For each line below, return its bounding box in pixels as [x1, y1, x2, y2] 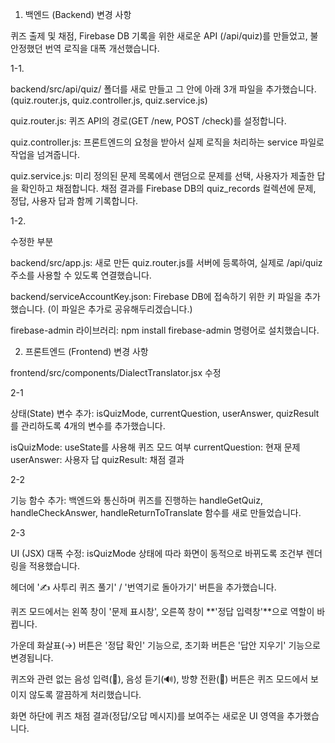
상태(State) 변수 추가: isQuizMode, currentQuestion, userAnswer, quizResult [10, 408, 320, 419]
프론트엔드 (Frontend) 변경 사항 [24, 346, 149, 357]
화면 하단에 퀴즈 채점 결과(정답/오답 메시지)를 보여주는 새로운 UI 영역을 [10, 710, 285, 722]
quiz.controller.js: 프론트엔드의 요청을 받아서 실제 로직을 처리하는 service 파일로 [10, 136, 325, 148]
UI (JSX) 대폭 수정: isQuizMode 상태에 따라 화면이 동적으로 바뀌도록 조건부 [10, 548, 305, 559]
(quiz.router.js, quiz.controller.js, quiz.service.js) [10, 94, 208, 106]
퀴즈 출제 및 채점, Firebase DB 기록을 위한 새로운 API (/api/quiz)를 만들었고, [10, 30, 308, 42]
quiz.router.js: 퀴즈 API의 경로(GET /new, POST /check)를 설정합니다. [10, 115, 287, 127]
